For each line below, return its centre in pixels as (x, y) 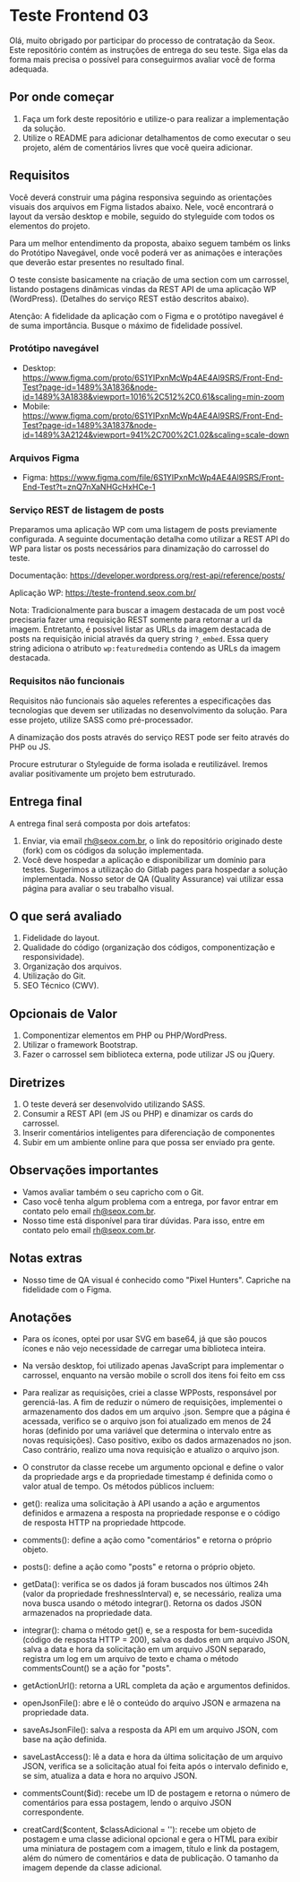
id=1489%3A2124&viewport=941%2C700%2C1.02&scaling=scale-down (155, 435)
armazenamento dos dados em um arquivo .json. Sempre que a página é (156, 1411)
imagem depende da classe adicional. (92, 1868)
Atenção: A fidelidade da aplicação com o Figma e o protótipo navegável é (146, 315)
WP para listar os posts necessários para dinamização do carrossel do (140, 548)
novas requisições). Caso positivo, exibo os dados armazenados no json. (157, 1440)
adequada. (29, 69)
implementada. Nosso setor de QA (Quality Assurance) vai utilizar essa (153, 878)
